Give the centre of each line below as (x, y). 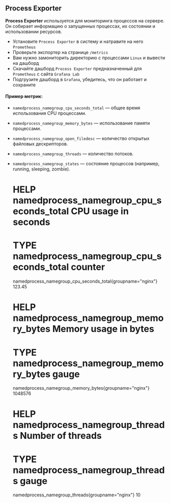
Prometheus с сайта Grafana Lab (46, 74)
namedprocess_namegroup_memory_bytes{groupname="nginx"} (81, 388)
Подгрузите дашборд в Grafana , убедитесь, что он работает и (79, 79)
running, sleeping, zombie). (41, 169)
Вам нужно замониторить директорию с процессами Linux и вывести (89, 58)
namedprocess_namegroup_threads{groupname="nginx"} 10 (77, 495)
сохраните (24, 85)
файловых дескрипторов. (40, 144)
